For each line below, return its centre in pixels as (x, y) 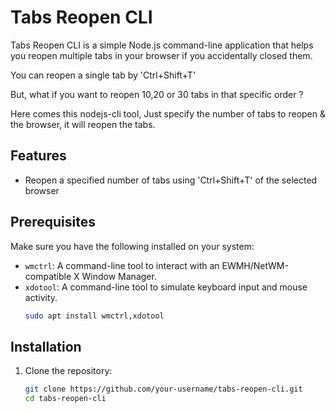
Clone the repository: (68, 371)
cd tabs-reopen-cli (65, 399)
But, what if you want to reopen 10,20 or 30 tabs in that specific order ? (157, 94)
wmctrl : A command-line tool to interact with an (122, 265)
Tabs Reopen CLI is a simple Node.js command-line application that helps (162, 45)
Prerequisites (53, 222)
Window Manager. (119, 276)
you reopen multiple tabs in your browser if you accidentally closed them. (161, 55)
